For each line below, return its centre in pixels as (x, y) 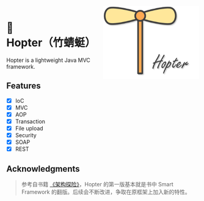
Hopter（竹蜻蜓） (51, 43)
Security (26, 135)
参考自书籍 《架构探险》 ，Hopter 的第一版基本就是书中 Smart (97, 184)
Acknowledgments (43, 169)
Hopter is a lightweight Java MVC (48, 60)
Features (24, 86)
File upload (29, 128)
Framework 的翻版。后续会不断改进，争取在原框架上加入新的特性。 (106, 192)
